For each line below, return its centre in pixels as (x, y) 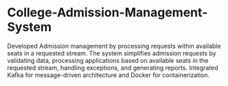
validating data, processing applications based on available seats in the (108, 60)
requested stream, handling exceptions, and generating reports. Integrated (113, 68)
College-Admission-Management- (107, 13)
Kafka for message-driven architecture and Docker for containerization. (109, 75)
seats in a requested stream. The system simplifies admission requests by (112, 53)
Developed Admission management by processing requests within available (114, 46)
